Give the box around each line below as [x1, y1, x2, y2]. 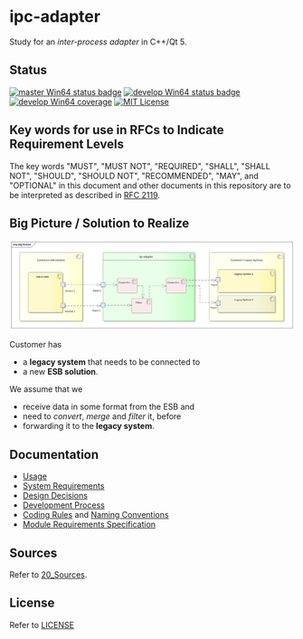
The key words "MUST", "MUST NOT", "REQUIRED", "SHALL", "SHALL [9, 160, 271, 171]
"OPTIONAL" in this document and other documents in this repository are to [9, 179, 291, 191]
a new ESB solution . [22, 367, 99, 377]
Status [9, 62, 48, 78]
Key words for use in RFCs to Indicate [9, 122, 224, 138]
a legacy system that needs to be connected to [22, 357, 201, 367]
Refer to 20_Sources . [9, 568, 88, 580]
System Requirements [22, 481, 105, 491]
